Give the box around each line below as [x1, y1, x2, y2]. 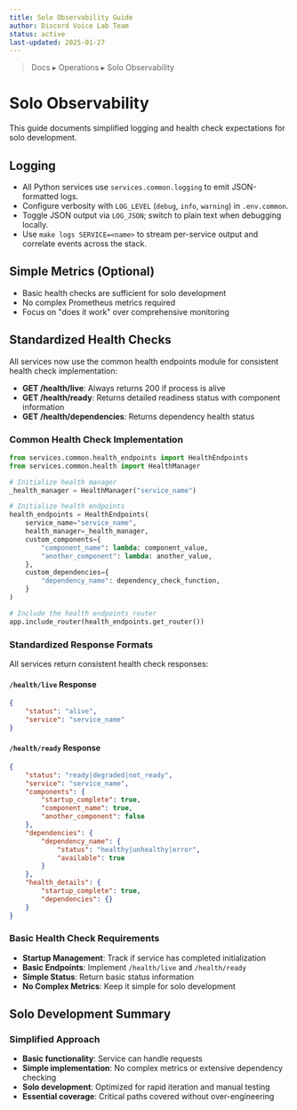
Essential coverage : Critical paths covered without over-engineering [21, 1091, 275, 1102]
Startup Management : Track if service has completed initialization [21, 953, 267, 963]
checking [21, 1073, 57, 1083]
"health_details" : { [25, 878, 101, 888]
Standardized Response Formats [9, 638, 154, 650]
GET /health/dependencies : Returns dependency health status [21, 411, 255, 422]
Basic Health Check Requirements [9, 932, 160, 945]
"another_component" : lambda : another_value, [41, 551, 213, 560]
